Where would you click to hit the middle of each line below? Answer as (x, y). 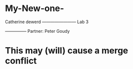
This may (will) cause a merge (67, 51)
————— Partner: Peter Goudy (37, 31)
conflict (21, 61)
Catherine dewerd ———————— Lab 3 (47, 22)
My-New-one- (35, 8)
